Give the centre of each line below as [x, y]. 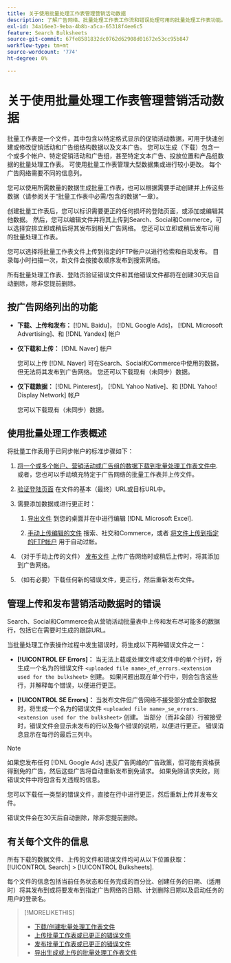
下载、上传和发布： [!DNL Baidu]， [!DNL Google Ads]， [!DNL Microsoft [120, 325]
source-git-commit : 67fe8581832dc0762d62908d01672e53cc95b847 [98, 39]
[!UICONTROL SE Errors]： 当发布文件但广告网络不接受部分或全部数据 [117, 700]
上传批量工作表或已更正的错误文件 [82, 935]
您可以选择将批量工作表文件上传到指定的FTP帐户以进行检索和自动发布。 [109, 251]
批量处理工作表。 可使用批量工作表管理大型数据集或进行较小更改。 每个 [120, 164]
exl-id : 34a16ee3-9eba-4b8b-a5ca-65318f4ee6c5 [75, 26]
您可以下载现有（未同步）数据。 [62, 409]
